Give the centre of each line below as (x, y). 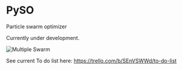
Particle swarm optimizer (36, 26)
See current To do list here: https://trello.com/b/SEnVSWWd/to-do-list (91, 61)
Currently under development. (43, 38)
